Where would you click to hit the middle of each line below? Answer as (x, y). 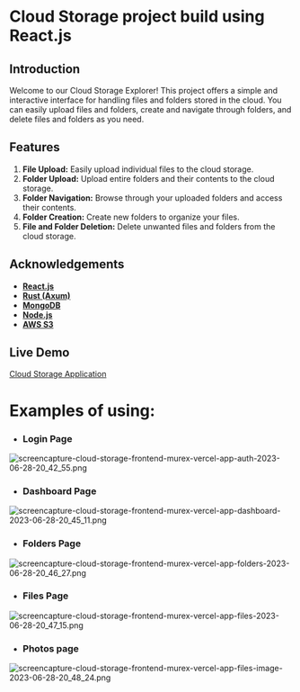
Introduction (45, 69)
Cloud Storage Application (58, 374)
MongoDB (41, 305)
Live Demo (40, 353)
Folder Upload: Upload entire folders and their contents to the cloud (148, 178)
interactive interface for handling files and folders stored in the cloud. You (146, 100)
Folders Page (52, 544)
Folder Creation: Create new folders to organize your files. (131, 217)
